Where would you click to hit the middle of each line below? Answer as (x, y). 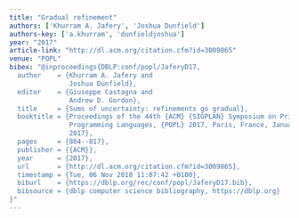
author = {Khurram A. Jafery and (85, 76)
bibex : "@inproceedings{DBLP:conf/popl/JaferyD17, (105, 68)
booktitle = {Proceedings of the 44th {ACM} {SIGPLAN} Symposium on (147, 117)
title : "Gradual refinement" (63, 17)
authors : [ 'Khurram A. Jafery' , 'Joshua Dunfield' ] (107, 26)
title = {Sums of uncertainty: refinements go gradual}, (133, 109)
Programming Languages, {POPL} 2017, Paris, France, (169, 125)
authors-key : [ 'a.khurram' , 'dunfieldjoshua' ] (97, 34)
